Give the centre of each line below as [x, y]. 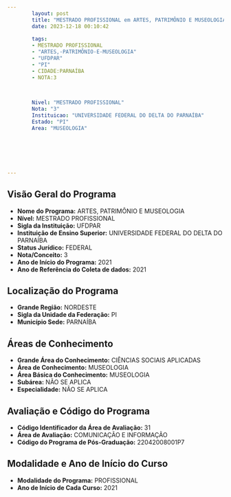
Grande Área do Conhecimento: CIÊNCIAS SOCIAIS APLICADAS [109, 360]
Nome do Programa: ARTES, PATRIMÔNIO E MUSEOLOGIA [101, 211]
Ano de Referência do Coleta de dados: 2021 [81, 269]
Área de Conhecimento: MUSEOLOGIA [73, 368]
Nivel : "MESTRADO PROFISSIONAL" [78, 103]
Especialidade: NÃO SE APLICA [62, 390]
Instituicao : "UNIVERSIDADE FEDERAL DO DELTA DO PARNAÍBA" [118, 115]
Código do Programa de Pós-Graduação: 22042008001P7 [101, 442]
